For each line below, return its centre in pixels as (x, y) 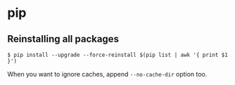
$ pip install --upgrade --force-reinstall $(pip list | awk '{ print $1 (118, 55)
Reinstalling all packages (63, 39)
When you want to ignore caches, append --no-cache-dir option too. (107, 74)
